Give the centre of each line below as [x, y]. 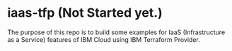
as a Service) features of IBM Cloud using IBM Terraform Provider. [104, 39]
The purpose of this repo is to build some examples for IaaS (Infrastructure [116, 32]
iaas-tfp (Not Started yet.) [85, 13]
